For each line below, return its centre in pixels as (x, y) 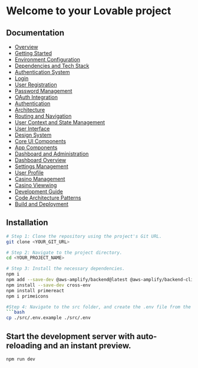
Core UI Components (40, 141)
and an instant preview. (87, 345)
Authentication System (42, 72)
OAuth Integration (36, 97)
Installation (27, 223)
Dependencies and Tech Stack (52, 66)
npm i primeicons (27, 296)
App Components (36, 147)
